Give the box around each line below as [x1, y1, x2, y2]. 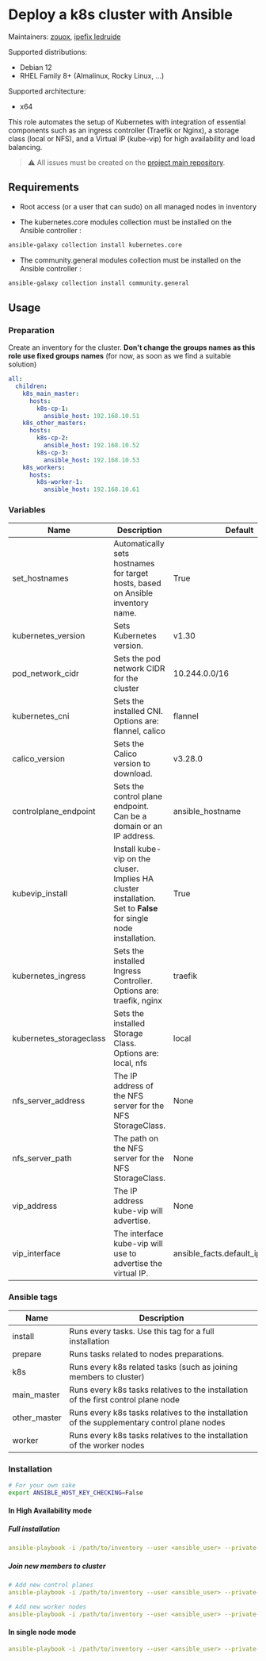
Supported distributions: [8, 47, 88, 56]
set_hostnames [12, 573, 69, 584]
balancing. [8, 142, 43, 152]
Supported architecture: [8, 86, 86, 96]
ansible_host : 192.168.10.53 [43, 456, 140, 464]
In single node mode [8, 1628, 77, 1637]
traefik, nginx [113, 995, 162, 1007]
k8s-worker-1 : [36, 478, 83, 486]
